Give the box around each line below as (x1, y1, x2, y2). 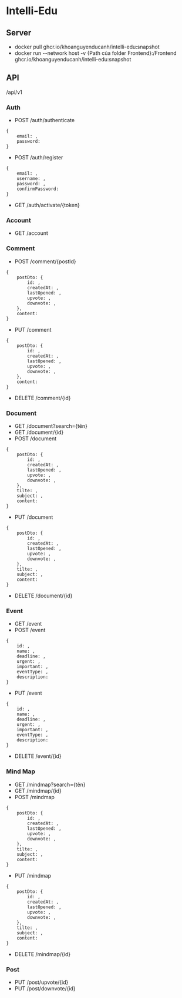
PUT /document (14, 513, 53, 521)
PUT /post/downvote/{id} (14, 984, 76, 992)
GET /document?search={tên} (14, 423, 88, 429)
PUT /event (14, 689, 42, 697)
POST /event (14, 627, 46, 634)
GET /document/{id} (14, 429, 64, 436)
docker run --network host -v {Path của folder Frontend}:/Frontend (14, 50, 177, 57)
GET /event (14, 620, 42, 627)
